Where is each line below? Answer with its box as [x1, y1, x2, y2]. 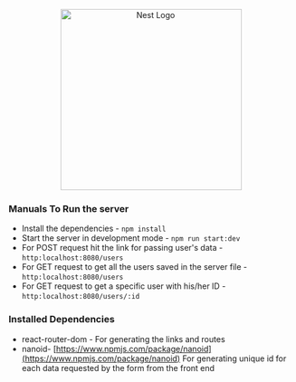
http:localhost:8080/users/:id [21, 292, 140, 301]
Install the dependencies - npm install [21, 223, 167, 234]
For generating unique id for [182, 353, 287, 364]
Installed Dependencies [8, 313, 115, 326]
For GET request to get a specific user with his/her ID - [21, 281, 226, 291]
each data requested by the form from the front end [21, 362, 215, 373]
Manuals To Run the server [8, 202, 129, 215]
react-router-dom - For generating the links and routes [21, 333, 225, 344]
